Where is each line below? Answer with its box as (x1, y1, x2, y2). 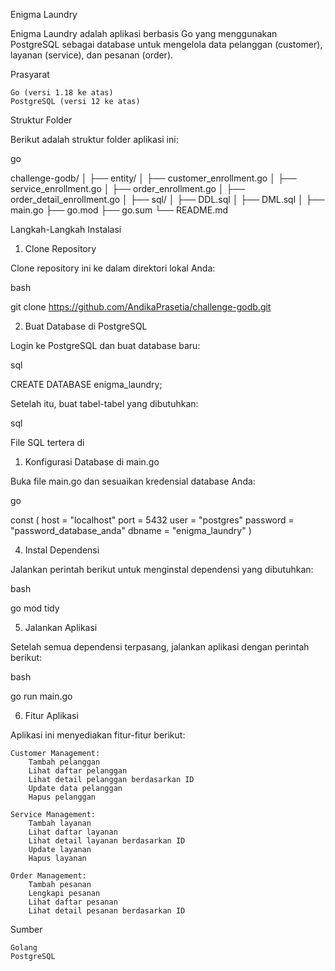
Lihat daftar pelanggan (28, 766, 128, 776)
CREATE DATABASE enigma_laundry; (10, 379, 163, 390)
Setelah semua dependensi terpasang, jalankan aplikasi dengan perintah (10, 641, 310, 653)
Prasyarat (10, 69, 50, 80)
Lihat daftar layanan (28, 827, 118, 837)
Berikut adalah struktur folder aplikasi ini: (10, 134, 179, 145)
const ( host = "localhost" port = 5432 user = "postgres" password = (10, 514, 295, 526)
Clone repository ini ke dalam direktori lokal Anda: (10, 262, 216, 274)
